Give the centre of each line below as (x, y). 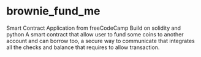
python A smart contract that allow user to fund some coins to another (95, 34)
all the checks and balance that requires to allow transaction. (83, 47)
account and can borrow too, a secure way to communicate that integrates (100, 41)
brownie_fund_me (53, 11)
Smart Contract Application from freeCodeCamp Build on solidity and (94, 28)
